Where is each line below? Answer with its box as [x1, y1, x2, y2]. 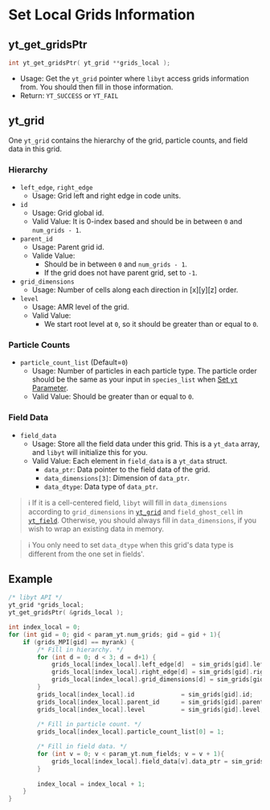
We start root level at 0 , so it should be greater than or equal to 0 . [43, 319, 259, 329]
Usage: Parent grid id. [31, 242, 104, 251]
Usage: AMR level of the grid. [31, 302, 130, 312]
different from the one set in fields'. [27, 549, 145, 559]
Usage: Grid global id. [31, 208, 104, 217]
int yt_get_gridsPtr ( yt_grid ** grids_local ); [8, 59, 171, 67]
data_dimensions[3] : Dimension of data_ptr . [43, 473, 190, 482]
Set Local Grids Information [8, 6, 195, 24]
